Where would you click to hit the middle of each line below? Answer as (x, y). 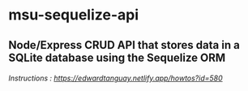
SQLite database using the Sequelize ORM (117, 57)
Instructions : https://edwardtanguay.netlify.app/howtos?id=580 (115, 78)
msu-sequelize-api (74, 15)
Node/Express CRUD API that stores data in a (124, 45)
